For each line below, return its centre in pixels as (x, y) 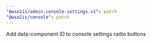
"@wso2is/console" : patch (38, 17)
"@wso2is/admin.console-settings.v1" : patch (62, 11)
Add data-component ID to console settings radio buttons (76, 34)
